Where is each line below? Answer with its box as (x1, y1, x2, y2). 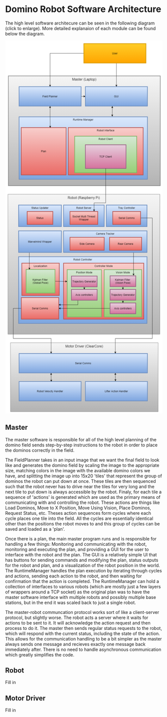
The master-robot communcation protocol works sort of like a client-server (5, 609, 160, 615)
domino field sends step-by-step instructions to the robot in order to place (5, 442, 158, 448)
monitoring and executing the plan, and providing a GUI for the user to (5, 546, 149, 552)
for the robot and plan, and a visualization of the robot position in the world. (5, 562, 161, 568)
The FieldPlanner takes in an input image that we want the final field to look (5, 457, 160, 463)
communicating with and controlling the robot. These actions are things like (5, 499, 160, 505)
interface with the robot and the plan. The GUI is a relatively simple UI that (5, 551, 157, 557)
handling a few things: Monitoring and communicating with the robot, (5, 541, 147, 547)
